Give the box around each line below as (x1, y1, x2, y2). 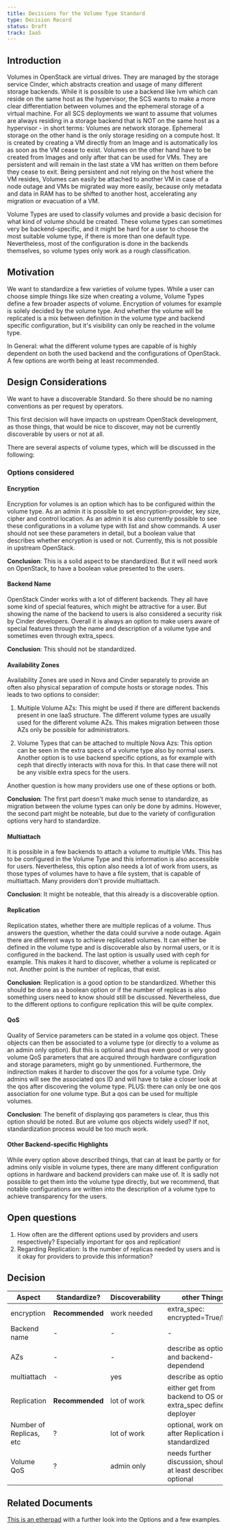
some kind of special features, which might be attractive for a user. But (7, 602, 207, 611)
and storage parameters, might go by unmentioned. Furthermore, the (7, 1060, 202, 1069)
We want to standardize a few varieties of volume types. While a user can (7, 284, 214, 293)
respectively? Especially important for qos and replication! (16, 1237, 181, 1246)
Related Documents (7, 1498, 93, 1509)
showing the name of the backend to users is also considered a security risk (7, 610, 222, 618)
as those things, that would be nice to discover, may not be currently (7, 422, 201, 431)
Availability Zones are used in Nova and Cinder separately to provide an (7, 676, 209, 684)
